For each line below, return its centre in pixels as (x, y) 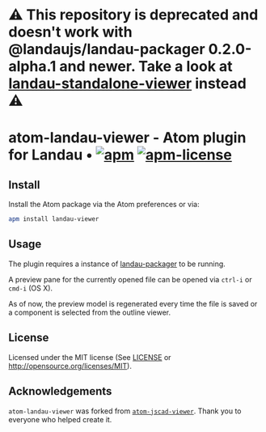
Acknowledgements (60, 391)
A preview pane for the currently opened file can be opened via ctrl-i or (130, 279)
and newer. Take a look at (146, 67)
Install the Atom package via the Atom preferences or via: (104, 205)
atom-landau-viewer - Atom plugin (127, 138)
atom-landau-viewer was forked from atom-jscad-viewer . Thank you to (125, 411)
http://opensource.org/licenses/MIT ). (70, 366)
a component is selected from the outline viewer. (90, 312)
